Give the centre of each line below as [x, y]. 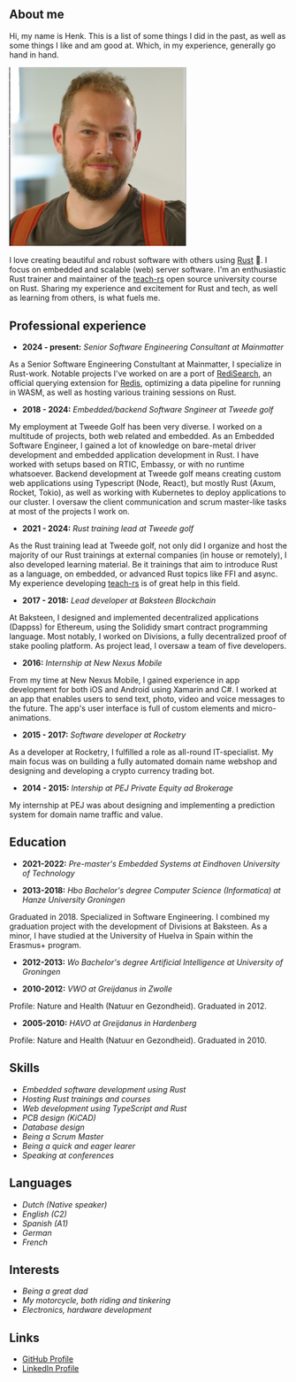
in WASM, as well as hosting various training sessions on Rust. [123, 392]
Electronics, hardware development [87, 1310]
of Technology [48, 873]
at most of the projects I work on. [69, 512]
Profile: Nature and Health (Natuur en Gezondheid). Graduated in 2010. [138, 1040]
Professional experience [78, 325]
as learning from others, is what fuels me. [85, 298]
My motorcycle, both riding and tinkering [96, 1301]
